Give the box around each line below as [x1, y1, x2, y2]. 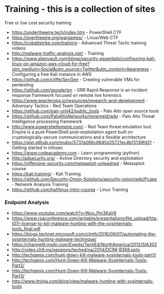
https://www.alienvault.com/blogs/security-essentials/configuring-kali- [11, 55, 156, 61]
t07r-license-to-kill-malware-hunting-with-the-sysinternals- [11, 220, 134, 226]
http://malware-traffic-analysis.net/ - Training [11, 50, 104, 56]
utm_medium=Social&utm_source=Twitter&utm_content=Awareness [11, 66, 149, 72]
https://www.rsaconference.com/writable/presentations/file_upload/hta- [11, 216, 158, 221]
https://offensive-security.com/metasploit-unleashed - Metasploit [11, 160, 145, 166]
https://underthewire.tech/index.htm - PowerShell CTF [11, 29, 122, 35]
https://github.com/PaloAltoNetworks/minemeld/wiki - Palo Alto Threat [11, 113, 155, 119]
